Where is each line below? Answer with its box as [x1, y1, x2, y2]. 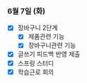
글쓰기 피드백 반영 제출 [17, 50, 81, 58]
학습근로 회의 [17, 68, 54, 76]
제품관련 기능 [28, 32, 65, 41]
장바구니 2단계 [17, 23, 58, 32]
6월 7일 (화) [7, 6, 46, 15]
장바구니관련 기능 [28, 41, 76, 50]
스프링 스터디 [17, 58, 54, 68]
